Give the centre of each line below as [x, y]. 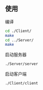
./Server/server [21, 64]
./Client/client [21, 83]
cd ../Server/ [20, 40]
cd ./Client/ [18, 31]
